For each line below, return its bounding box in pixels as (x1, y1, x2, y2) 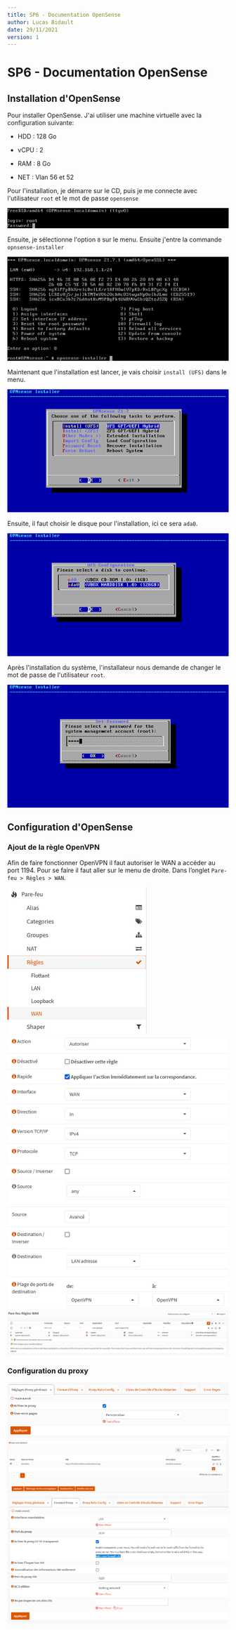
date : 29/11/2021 (7, 26, 58, 33)
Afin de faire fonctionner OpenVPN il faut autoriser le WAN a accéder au (7, 858, 216, 867)
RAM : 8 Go (17, 159, 51, 168)
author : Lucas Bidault (7, 18, 74, 26)
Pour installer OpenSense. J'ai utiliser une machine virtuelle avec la (7, 111, 202, 119)
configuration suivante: (7, 119, 74, 127)
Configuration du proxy (7, 1366, 89, 1376)
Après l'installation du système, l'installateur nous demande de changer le (7, 664, 221, 672)
